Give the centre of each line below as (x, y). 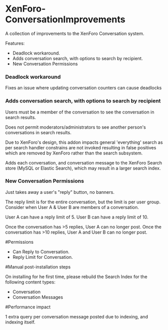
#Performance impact (28, 307)
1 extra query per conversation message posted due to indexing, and (77, 316)
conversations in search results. (38, 132)
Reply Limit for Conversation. (43, 257)
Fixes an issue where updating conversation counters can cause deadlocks (83, 88)
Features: (15, 43)
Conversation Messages (38, 297)
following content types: (30, 282)
